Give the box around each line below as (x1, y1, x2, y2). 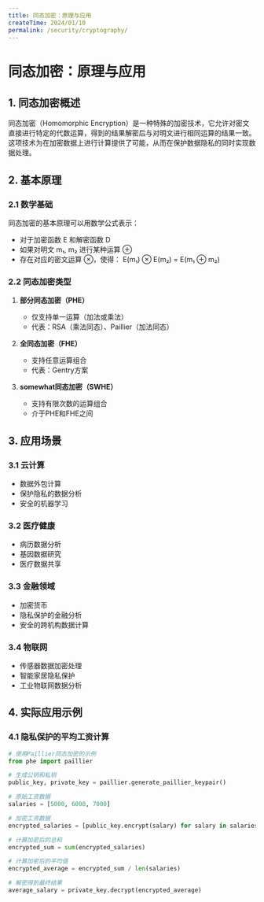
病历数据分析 (19, 540, 61, 549)
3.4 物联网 (8, 641, 48, 652)
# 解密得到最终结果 (8, 879, 63, 887)
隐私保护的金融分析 (19, 610, 82, 619)
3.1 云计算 (8, 460, 46, 471)
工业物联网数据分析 (19, 680, 82, 689)
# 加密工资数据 (8, 814, 51, 823)
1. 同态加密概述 (8, 96, 81, 109)
